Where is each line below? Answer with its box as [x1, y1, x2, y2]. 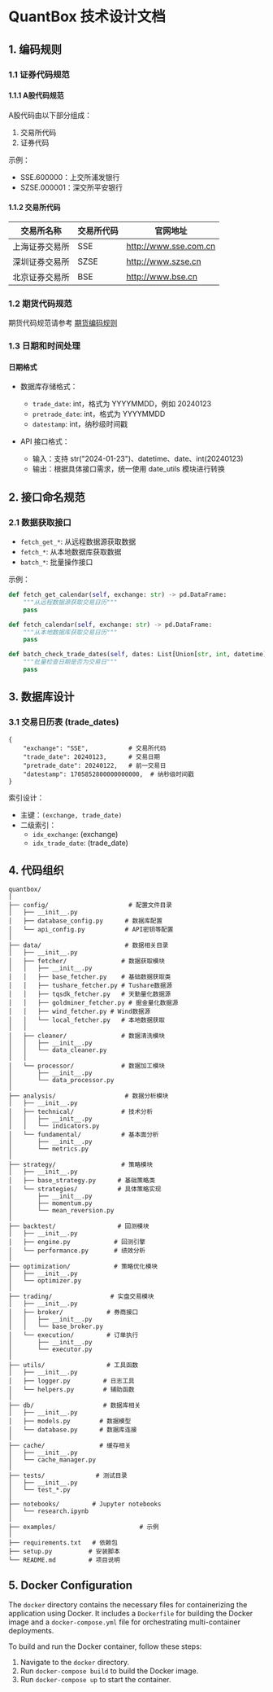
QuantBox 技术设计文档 [8, 7, 167, 26]
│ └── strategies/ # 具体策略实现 [8, 1186, 162, 1194]
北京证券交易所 [12, 271, 71, 283]
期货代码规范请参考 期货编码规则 [8, 318, 118, 328]
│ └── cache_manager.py [8, 1456, 96, 1464]
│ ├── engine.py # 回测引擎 [8, 1238, 146, 1247]
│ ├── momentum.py [8, 1199, 93, 1208]
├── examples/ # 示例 [8, 1523, 159, 1532]
